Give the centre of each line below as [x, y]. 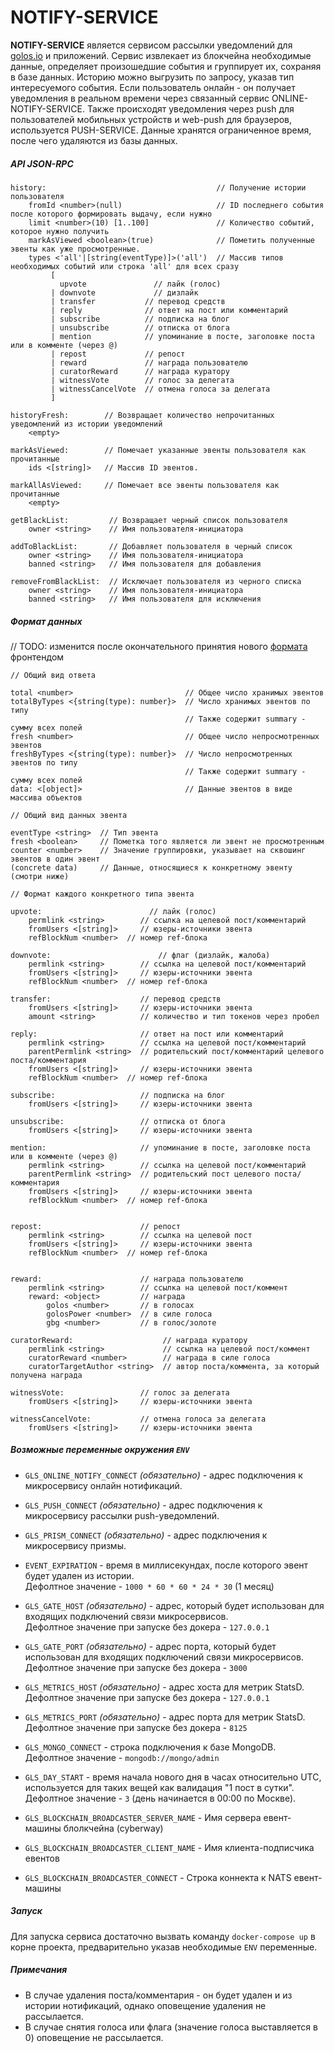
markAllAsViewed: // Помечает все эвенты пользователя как [145, 485]
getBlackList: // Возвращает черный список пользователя [149, 520]
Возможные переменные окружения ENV [100, 1450]
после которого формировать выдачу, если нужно [111, 214]
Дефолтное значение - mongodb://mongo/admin [122, 1757]
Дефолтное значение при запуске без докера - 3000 [136, 1667]
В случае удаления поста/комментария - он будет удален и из [158, 1995]
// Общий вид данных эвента [69, 815]
